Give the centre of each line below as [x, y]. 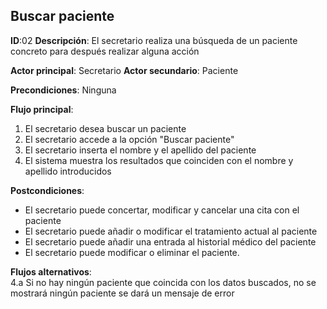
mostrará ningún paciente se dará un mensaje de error [122, 293]
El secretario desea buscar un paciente [105, 128]
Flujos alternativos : [51, 271]
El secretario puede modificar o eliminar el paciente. [132, 252]
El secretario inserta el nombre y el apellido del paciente [140, 150]
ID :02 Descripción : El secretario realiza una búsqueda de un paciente [154, 40]
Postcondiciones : [47, 190]
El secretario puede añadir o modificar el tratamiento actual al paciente [171, 231]
